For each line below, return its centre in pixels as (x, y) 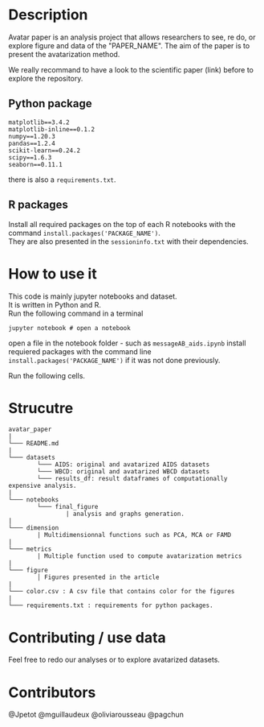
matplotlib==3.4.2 (39, 122)
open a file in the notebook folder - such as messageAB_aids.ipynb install (127, 343)
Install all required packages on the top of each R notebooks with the (122, 224)
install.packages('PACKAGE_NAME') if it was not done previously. (114, 360)
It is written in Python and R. (55, 304)
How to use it (53, 273)
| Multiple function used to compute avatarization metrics (140, 556)
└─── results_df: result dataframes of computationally (132, 479)
